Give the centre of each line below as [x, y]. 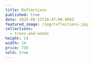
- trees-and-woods [30, 34]
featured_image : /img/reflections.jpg [46, 24]
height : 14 [17, 39]
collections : [19, 29]
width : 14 [16, 43]
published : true [22, 15]
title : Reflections [26, 10]
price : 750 [17, 48]
